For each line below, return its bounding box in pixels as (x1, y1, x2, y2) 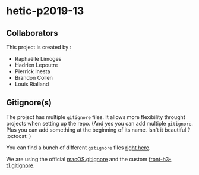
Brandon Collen (14, 74, 53, 81)
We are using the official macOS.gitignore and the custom (6, 155, 147, 162)
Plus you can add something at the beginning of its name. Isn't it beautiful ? (6, 126, 191, 133)
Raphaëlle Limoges (14, 55, 62, 62)
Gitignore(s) (6, 98, 52, 108)
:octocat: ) (6, 132, 31, 139)
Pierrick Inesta (14, 68, 50, 75)
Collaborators (6, 28, 58, 38)
